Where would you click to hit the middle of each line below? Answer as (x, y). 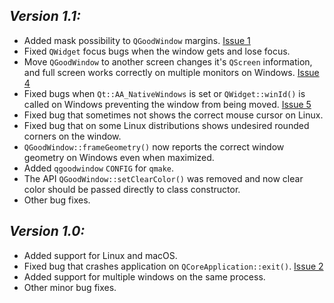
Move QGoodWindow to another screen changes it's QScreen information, (168, 61)
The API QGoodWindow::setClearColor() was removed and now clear (163, 178)
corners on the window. (72, 136)
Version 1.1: (45, 16)
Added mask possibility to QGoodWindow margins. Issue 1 (137, 40)
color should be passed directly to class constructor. (132, 189)
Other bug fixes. (57, 200)
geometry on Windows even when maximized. (119, 157)
